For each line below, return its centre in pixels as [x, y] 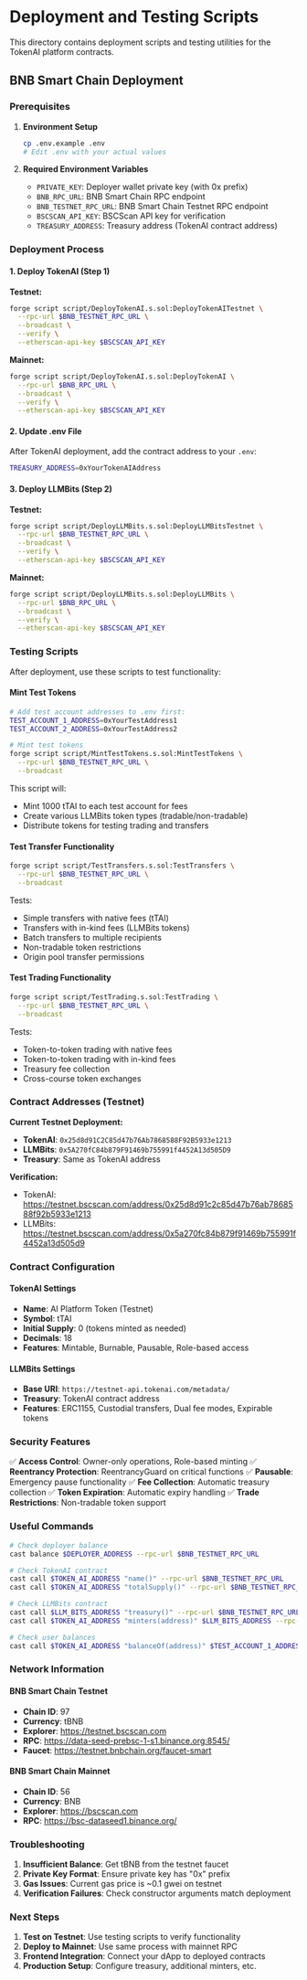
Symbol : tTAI [47, 1318]
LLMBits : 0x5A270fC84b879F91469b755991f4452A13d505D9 [127, 1149]
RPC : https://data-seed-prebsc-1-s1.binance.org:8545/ [126, 1740]
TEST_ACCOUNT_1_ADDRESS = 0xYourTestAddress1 [94, 720]
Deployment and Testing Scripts [134, 17]
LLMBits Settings [42, 1368]
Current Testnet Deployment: [66, 1122]
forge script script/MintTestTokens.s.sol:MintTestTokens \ [127, 754]
